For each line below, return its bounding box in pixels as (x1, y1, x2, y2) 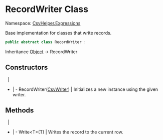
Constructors (5, 63, 48, 72)
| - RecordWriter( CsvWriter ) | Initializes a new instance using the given (12, 86, 158, 92)
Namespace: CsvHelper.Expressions (5, 20, 81, 26)
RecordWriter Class (5, 4, 89, 15)
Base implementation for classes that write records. (5, 30, 112, 36)
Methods (5, 106, 34, 115)
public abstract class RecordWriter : (5, 39, 86, 45)
